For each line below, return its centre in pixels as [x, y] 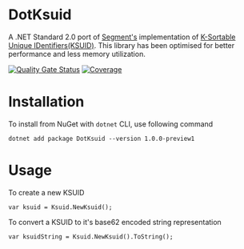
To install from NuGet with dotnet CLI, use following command [111, 124]
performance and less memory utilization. [77, 54]
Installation [46, 102]
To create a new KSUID [46, 192]
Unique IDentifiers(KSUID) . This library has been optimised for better [122, 45]
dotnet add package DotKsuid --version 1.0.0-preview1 [102, 139]
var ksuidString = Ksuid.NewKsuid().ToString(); [91, 237]
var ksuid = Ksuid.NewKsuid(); [60, 207]
